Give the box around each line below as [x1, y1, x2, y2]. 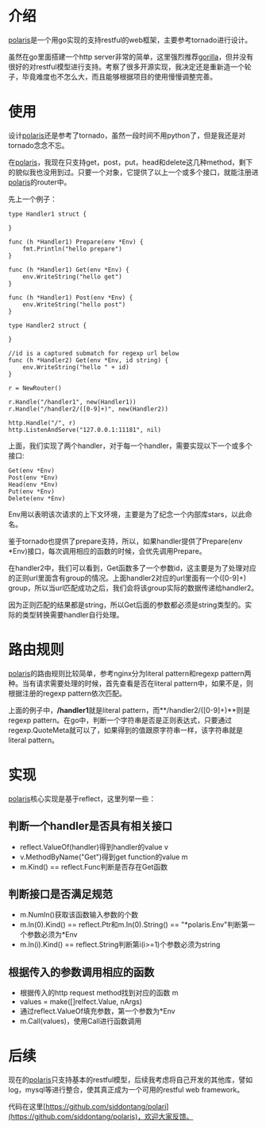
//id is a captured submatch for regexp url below [8, 349, 179, 357]
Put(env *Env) [8, 487, 56, 496]
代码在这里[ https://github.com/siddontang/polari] [8, 1102, 169, 1111]
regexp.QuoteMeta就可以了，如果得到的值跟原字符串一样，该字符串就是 [8, 725, 244, 734]
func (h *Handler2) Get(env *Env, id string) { [8, 356, 169, 364]
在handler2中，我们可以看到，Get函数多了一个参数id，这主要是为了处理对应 [8, 563, 256, 573]
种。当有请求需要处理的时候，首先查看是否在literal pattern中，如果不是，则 [8, 678, 254, 688]
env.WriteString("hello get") [22, 272, 123, 281]
